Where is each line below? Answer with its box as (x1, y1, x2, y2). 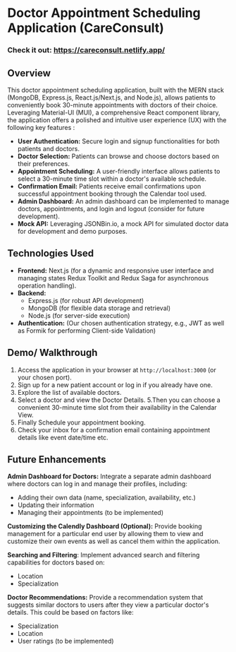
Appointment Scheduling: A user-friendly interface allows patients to (17, 167, 221, 175)
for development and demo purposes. (17, 227, 128, 235)
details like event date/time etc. (17, 433, 108, 441)
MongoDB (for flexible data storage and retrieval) (27, 304, 171, 312)
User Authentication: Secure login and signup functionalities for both (17, 136, 220, 146)
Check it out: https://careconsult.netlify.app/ (7, 45, 166, 55)
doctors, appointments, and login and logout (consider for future (17, 204, 205, 213)
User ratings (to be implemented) (17, 637, 114, 646)
